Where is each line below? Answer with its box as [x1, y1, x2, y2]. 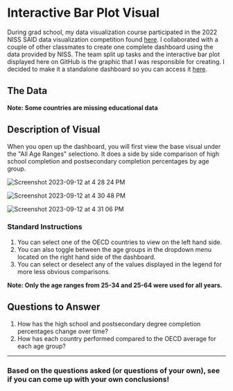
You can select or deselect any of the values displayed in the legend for [17, 260, 222, 269]
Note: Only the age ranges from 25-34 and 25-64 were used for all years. [7, 280, 223, 289]
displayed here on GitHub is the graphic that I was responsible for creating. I [7, 57, 225, 65]
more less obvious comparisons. [17, 267, 111, 276]
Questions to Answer [7, 301, 101, 313]
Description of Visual [7, 124, 101, 136]
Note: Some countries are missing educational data [7, 103, 158, 112]
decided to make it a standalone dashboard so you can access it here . [7, 65, 208, 73]
